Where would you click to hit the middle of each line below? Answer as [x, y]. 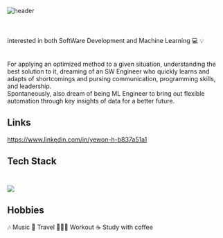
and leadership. [29, 86]
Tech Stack [32, 161]
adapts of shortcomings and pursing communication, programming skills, [111, 79]
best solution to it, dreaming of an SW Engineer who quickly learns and [108, 71]
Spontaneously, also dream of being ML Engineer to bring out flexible [106, 93]
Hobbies [26, 211]
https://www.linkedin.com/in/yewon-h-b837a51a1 [77, 139]
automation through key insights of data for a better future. [91, 101]
